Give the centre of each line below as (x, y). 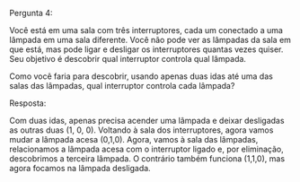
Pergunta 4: (31, 13)
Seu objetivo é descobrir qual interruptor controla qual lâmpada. (128, 59)
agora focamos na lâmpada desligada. (80, 168)
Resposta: (28, 103)
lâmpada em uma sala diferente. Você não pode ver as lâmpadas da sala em (150, 40)
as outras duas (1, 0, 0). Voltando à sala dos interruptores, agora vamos (141, 130)
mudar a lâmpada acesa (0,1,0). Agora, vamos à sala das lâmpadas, (134, 139)
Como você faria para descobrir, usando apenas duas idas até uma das (141, 76)
